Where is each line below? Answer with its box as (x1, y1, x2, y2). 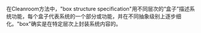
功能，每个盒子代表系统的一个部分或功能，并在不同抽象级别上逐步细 (11, 13, 182, 20)
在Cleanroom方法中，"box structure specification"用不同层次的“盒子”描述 (6, 5, 189, 12)
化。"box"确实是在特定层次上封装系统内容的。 (6, 20, 122, 27)
